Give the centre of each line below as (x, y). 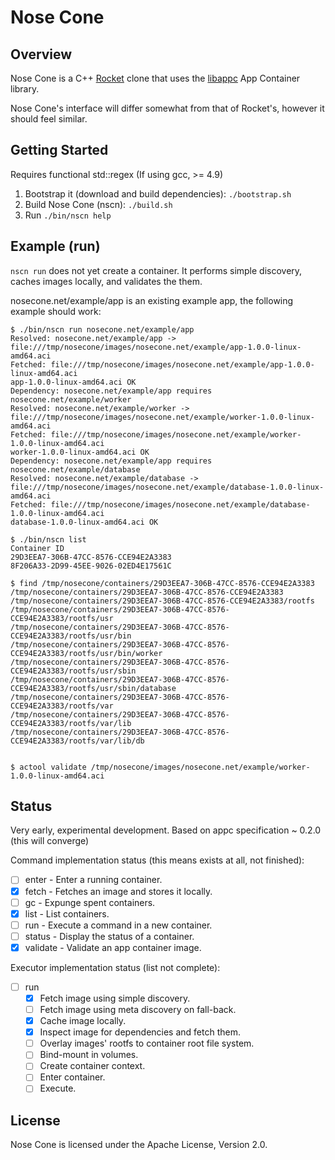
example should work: (56, 311)
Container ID (37, 548)
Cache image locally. (83, 1021)
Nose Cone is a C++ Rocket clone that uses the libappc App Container (155, 78)
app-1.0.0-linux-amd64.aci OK (73, 382)
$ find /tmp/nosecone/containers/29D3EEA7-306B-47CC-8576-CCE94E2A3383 (162, 583)
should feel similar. (49, 119)
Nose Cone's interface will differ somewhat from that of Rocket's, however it (167, 108)
